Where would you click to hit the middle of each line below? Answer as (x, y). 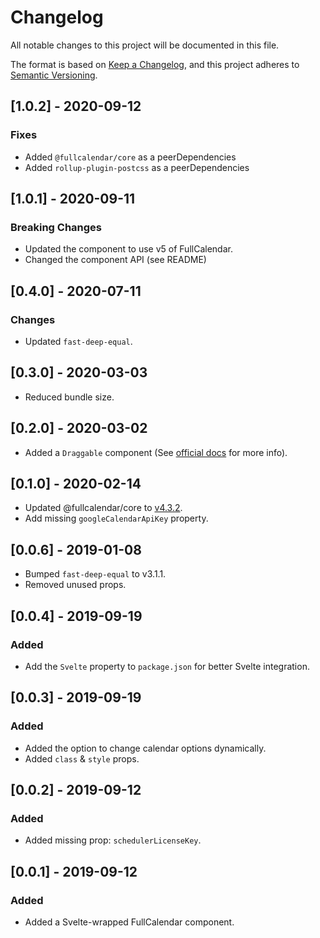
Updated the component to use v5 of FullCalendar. (128, 249)
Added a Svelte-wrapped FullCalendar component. (129, 922)
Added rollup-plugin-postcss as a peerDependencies (137, 167)
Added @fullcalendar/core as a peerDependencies (130, 157)
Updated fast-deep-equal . (78, 341)
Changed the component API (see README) (115, 260)
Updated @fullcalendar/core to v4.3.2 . (103, 508)
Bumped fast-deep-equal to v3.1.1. (95, 574)
